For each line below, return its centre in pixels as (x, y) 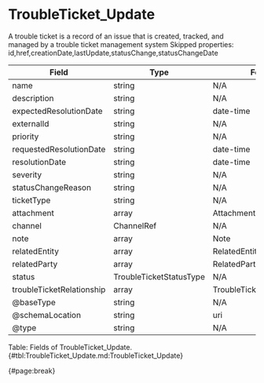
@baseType (34, 302)
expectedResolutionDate (58, 111)
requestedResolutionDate (59, 149)
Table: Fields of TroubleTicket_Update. (70, 347)
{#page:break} (32, 370)
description (33, 98)
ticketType (31, 200)
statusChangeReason (52, 188)
